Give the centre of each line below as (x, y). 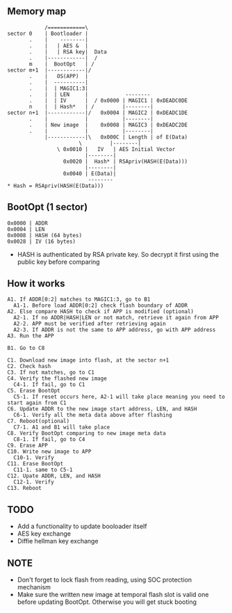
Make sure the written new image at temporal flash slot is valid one (113, 595)
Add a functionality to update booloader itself (82, 526)
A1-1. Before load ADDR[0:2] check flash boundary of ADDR (101, 305)
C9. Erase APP (28, 446)
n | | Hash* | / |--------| (91, 106)
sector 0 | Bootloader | (48, 33)
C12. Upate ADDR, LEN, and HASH (54, 476)
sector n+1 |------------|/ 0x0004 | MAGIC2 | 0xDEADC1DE (98, 113)
